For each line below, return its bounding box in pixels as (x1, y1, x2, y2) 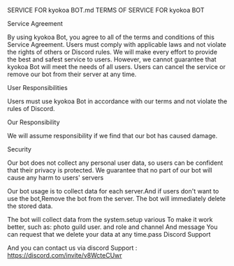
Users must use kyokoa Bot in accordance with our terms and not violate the (7, 97, 228, 105)
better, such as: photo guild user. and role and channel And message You (7, 223, 218, 231)
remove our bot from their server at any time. (7, 70, 137, 78)
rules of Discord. (7, 105, 55, 112)
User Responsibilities (7, 84, 68, 91)
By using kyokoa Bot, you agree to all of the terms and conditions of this (7, 33, 215, 41)
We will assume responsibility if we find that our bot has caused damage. (7, 132, 218, 140)
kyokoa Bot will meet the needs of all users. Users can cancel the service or (7, 63, 226, 71)
